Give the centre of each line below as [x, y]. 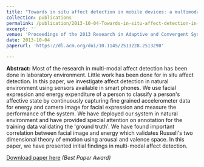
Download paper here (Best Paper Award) [59, 157]
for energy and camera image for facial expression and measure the [91, 107]
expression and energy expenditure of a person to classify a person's [93, 94]
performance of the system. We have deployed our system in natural [92, 114]
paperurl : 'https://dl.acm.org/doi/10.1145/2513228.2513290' [85, 46]
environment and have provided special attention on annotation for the [94, 120]
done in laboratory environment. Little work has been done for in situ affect [100, 75]
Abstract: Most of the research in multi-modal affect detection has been [97, 68]
